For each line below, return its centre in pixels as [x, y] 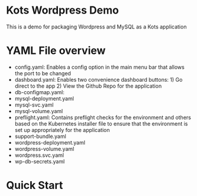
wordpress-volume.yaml [44, 149]
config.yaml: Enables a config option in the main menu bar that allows [99, 67]
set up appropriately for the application [62, 130]
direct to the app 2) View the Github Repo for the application [88, 86]
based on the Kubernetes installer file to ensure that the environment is [101, 123]
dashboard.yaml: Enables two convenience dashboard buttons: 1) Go [98, 79]
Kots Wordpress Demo [63, 10]
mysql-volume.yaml [39, 111]
